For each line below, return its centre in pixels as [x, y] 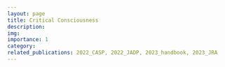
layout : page [26, 14]
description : [26, 27]
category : [22, 46]
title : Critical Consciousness [53, 20]
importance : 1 [28, 40]
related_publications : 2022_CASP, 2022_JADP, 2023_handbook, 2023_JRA [112, 53]
